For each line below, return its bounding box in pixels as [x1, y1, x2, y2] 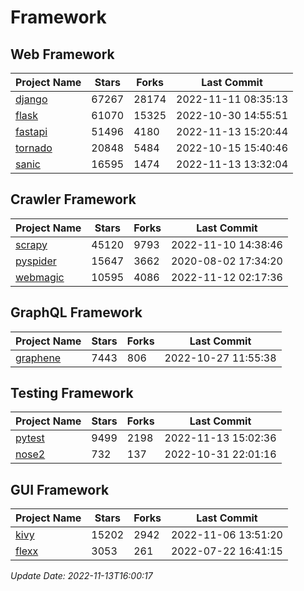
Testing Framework [10, 385, 134, 402]
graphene [15, 351, 62, 365]
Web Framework [10, 46, 115, 63]
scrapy [15, 237, 48, 251]
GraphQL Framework [10, 304, 143, 321]
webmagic [15, 270, 65, 284]
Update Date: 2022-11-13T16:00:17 [10, 570, 153, 582]
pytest [15, 431, 45, 445]
